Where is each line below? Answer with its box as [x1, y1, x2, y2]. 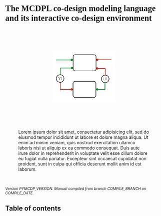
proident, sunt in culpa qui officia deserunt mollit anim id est [18, 161, 141, 167]
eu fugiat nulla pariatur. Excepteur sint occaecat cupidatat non [18, 156, 146, 162]
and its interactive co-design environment [5, 13, 152, 23]
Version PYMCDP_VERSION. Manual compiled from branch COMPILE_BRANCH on [5, 186, 146, 191]
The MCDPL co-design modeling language [5, 4, 156, 13]
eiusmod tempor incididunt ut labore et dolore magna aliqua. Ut [18, 134, 148, 140]
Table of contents [5, 204, 61, 213]
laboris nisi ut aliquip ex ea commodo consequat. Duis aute [18, 145, 140, 151]
